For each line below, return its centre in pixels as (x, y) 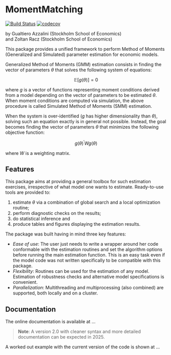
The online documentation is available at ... (50, 322)
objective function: (25, 132)
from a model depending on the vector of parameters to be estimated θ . (81, 95)
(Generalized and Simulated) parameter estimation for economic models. (82, 54)
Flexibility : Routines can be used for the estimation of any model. (81, 271)
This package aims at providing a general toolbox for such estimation (78, 182)
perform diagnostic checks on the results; (57, 213)
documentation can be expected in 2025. (61, 337)
